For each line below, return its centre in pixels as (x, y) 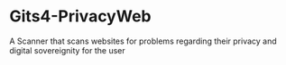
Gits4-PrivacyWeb (80, 16)
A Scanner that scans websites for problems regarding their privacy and (143, 41)
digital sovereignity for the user (67, 50)
